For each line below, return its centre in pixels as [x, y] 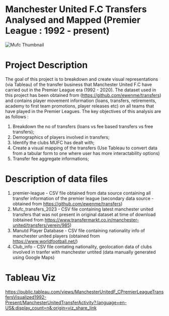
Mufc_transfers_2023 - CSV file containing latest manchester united [83, 209]
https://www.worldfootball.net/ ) [45, 241]
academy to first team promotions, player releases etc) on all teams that [80, 106]
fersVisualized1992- [26, 297]
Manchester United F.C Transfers [76, 9]
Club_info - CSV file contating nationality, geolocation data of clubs [82, 246]
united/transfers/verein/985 [41, 225]
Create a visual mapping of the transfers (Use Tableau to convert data [85, 148]
